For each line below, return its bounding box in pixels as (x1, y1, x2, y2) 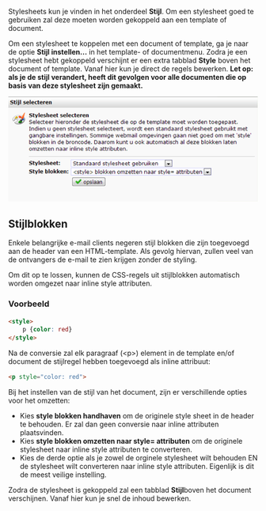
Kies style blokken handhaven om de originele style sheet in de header (19, 411, 255, 420)
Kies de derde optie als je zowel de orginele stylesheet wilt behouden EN (19, 453, 258, 462)
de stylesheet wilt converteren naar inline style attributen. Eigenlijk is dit (19, 462, 255, 471)
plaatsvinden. (19, 428, 64, 437)
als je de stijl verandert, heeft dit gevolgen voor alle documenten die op (8, 73, 247, 81)
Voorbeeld (8, 298, 50, 309)
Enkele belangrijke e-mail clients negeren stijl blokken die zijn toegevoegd (8, 238, 249, 248)
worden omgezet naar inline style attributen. (8, 278, 153, 288)
